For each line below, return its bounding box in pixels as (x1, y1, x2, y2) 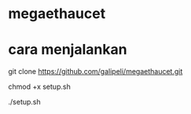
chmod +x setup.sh (8, 82, 71, 91)
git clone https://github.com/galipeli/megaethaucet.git (8, 67, 183, 76)
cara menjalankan (8, 41, 127, 59)
